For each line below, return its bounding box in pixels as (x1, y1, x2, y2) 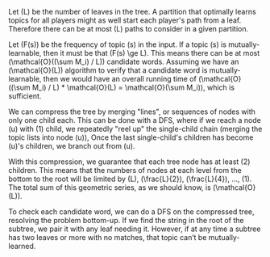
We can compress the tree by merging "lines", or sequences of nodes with (8, 107, 256, 116)
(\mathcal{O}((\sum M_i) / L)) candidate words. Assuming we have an (8, 57, 239, 66)
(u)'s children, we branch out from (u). (8, 141, 135, 150)
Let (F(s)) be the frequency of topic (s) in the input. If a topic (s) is (8, 40, 227, 49)
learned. (8, 242, 36, 251)
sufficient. (8, 91, 42, 100)
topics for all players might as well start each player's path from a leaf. (8, 15, 242, 25)
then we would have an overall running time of (43, 74, 197, 83)
